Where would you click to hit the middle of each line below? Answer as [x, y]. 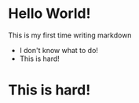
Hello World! [49, 14]
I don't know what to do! [59, 50]
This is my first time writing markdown [70, 35]
